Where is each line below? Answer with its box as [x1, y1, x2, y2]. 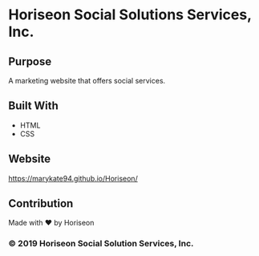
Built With [8, 99, 59, 113]
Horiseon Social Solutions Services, [8, 6, 252, 24]
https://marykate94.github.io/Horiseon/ [8, 173, 138, 183]
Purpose [8, 55, 52, 68]
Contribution [8, 197, 74, 210]
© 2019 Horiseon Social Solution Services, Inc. [8, 238, 194, 250]
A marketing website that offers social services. [8, 76, 166, 85]
